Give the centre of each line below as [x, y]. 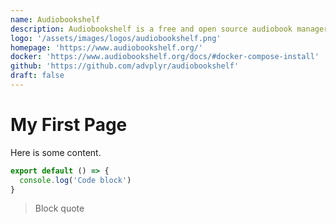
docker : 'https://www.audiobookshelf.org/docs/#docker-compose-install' [165, 57]
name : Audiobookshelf [55, 19]
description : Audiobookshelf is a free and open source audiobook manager [169, 29]
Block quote [59, 208]
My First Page [69, 125]
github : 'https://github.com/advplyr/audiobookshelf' [125, 66]
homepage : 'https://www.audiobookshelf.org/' [106, 47]
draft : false [37, 76]
